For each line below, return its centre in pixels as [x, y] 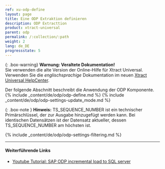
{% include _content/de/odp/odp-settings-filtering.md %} [63, 135]
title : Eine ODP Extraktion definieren [46, 19]
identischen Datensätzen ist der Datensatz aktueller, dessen [66, 120]
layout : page [18, 14]
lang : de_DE [17, 46]
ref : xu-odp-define [25, 10]
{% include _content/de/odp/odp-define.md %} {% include [65, 95]
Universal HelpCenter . [27, 80]
